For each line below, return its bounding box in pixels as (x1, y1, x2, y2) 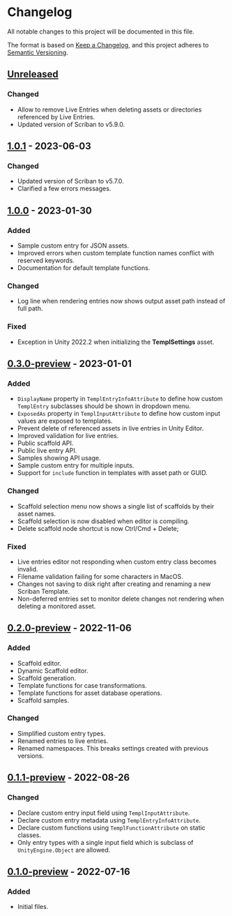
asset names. (17, 509, 56, 518)
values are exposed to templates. (17, 416, 113, 426)
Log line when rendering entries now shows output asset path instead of (17, 297, 226, 306)
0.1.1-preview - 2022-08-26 (7, 772, 130, 783)
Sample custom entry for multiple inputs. (17, 461, 134, 470)
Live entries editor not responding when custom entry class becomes (17, 557, 217, 566)
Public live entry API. (17, 446, 77, 455)
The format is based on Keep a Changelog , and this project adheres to (7, 40, 209, 49)
